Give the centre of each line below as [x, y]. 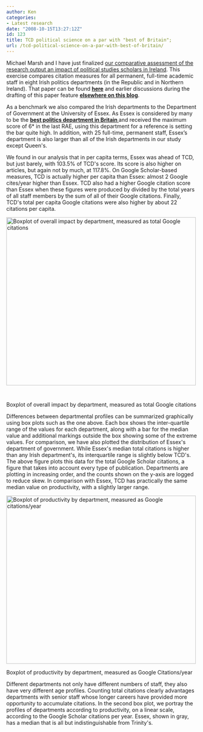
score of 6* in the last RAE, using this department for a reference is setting [99, 126]
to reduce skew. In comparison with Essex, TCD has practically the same [97, 481]
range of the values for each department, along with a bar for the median [98, 429]
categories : [21, 18]
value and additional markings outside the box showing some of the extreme [101, 435]
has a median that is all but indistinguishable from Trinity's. [80, 722]
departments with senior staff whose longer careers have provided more [97, 697]
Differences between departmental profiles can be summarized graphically [100, 416]
